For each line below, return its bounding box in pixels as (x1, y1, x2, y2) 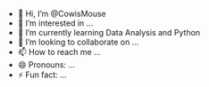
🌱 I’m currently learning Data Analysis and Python (17, 28, 201, 37)
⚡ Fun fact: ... (17, 69, 67, 80)
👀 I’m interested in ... (17, 18, 94, 28)
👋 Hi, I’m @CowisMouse (17, 9, 107, 19)
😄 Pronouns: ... (17, 59, 76, 70)
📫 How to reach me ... (17, 47, 101, 57)
